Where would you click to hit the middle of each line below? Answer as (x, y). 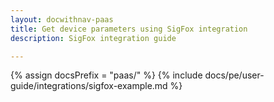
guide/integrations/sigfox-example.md (89, 86)
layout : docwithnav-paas (62, 19)
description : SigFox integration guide (93, 38)
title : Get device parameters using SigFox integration (129, 29)
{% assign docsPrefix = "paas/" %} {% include (106, 75)
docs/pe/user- (234, 75)
